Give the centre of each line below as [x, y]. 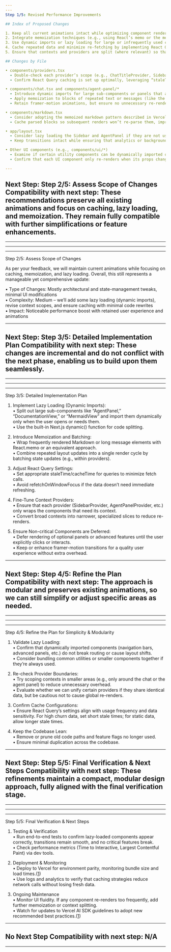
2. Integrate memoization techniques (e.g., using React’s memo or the [83, 38]
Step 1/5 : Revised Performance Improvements [53, 15]
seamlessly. [25, 369]
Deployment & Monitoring [39, 863]
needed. [19, 606]
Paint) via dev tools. [33, 853]
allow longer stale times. [38, 722]
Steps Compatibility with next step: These [73, 771]
